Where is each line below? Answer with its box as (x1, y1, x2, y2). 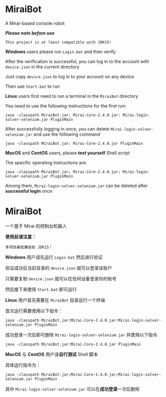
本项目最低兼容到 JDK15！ (5, 245, 53, 250)
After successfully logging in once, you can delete (5, 126, 109, 132)
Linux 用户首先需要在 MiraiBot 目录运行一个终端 (5, 297, 105, 303)
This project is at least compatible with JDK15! (5, 39, 112, 45)
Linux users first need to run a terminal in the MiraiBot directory (5, 93, 139, 99)
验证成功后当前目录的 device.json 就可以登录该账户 (5, 265, 113, 271)
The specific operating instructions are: (5, 159, 87, 165)
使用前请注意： (5, 234, 36, 240)
